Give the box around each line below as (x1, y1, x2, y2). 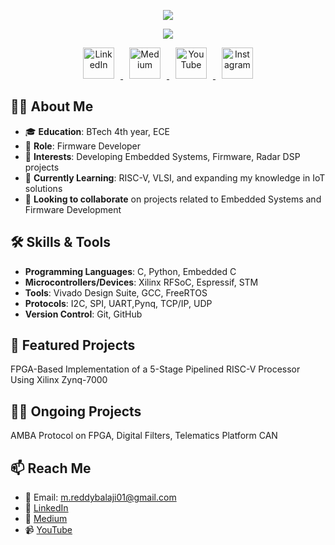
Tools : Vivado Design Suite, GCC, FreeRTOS (24, 286, 208, 299)
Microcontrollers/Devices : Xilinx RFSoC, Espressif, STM (24, 276, 259, 288)
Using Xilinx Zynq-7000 (10, 374, 108, 386)
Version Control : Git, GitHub (24, 308, 143, 320)
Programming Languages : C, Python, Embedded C (24, 265, 237, 277)
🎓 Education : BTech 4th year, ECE (24, 125, 171, 137)
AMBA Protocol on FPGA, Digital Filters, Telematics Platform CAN (10, 430, 278, 442)
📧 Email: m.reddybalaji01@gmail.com (24, 491, 177, 504)
